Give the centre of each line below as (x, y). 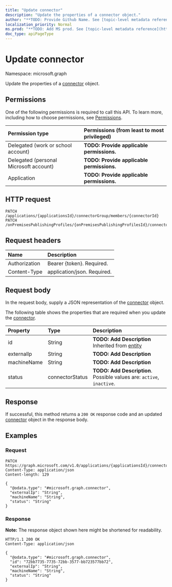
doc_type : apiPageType (29, 34)
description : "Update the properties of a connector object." (73, 15)
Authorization (24, 263)
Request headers (33, 240)
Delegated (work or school (40, 145)
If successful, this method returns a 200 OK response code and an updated (84, 414)
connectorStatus (68, 377)
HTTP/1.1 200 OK (23, 539)
